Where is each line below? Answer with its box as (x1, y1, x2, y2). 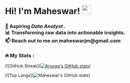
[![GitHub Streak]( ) (5, 63, 91, 69)
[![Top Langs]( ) (5, 72, 91, 78)
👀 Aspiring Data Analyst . (5, 23, 66, 30)
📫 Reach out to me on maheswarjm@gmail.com (5, 38, 121, 44)
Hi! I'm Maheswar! (5, 6, 81, 17)
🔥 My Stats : (5, 52, 34, 59)
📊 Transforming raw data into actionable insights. (5, 29, 126, 36)
